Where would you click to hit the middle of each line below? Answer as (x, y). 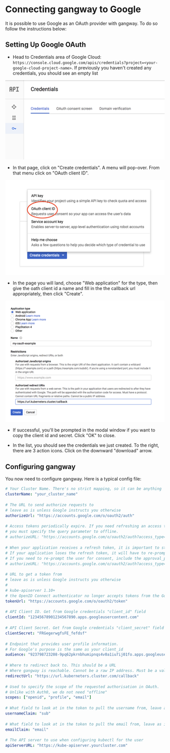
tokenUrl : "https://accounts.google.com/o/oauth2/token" (67, 601)
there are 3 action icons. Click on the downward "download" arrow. (82, 451)
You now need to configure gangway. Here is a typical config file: (73, 479)
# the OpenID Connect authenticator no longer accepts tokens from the (82, 596)
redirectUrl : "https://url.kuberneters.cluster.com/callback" (72, 676)
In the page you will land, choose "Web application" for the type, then (85, 283)
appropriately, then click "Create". (48, 294)
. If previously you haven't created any (112, 67)
